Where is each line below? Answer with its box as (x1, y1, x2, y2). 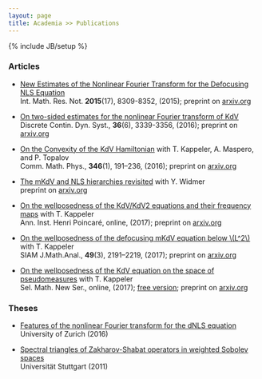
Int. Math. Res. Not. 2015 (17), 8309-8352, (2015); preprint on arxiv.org (19, 96, 252, 106)
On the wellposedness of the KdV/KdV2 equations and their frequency (19, 201, 252, 210)
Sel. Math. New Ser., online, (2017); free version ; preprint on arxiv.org (19, 282, 248, 292)
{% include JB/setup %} (8, 41, 88, 50)
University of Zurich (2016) (19, 329, 109, 339)
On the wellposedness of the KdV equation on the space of (19, 265, 215, 275)
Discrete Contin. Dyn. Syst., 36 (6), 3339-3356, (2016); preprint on (19, 120, 238, 130)
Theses (8, 302, 38, 313)
